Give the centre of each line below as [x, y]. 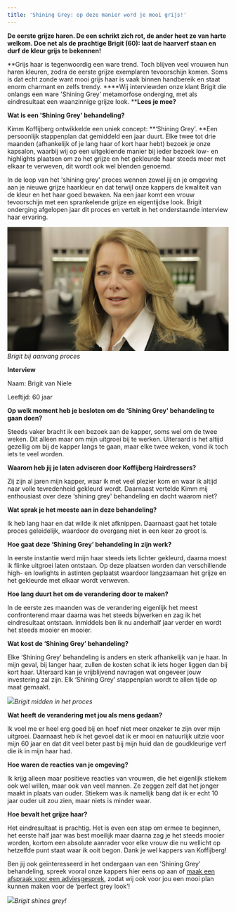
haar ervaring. [28, 217]
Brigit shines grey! [40, 901]
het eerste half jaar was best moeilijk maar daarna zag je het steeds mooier [116, 835]
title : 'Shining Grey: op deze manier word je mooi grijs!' [97, 15]
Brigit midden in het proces [53, 701]
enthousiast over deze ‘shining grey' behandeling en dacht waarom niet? [112, 496]
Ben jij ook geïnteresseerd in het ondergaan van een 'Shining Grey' [104, 864]
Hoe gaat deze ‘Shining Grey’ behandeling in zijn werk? [90, 545]
